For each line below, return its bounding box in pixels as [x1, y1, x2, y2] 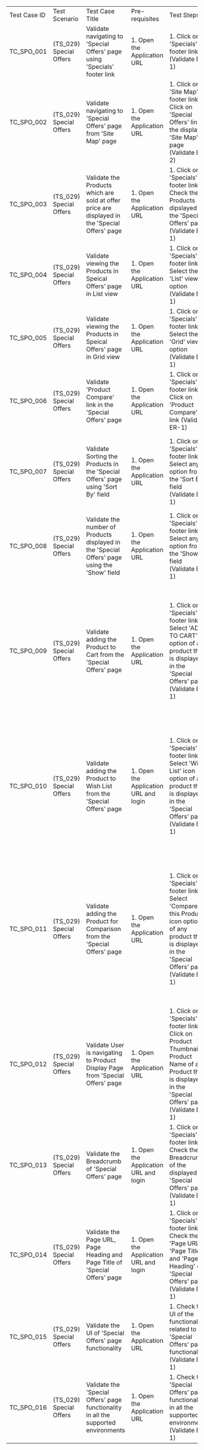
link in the [86, 400, 114, 409]
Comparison [86, 925, 121, 933]
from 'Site [86, 129, 114, 137]
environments [86, 1426, 126, 1434]
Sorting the [86, 452, 118, 461]
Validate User [86, 1041, 124, 1049]
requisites [131, 15, 160, 23]
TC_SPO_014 [9, 1251, 47, 1259]
